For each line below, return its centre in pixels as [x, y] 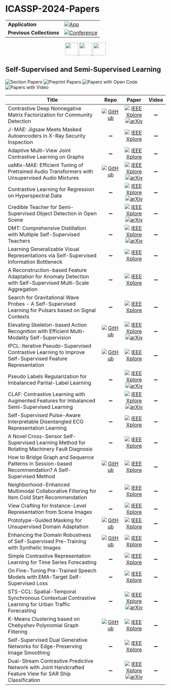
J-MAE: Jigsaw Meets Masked [45, 129]
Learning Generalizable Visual [44, 249]
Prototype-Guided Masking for [45, 520]
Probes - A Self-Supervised [42, 303]
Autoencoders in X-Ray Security [47, 135]
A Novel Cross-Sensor [35, 436]
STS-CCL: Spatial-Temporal [42, 591]
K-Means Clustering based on [44, 619]
